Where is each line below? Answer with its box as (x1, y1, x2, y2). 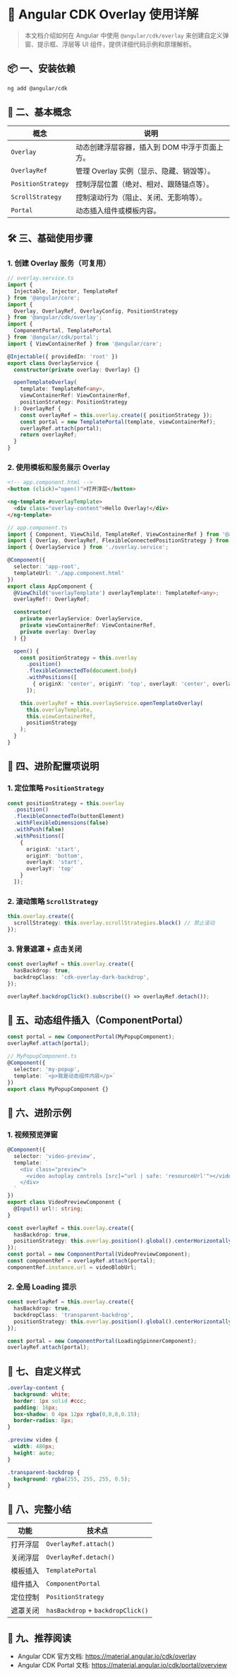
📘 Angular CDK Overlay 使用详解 (7, 6, 199, 23)
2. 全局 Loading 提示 (7, 1282, 77, 1291)
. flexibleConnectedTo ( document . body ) (25, 668, 138, 675)
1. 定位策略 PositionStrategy (7, 783, 104, 793)
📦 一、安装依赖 (7, 63, 76, 75)
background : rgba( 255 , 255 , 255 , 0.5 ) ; (13, 1476, 131, 1483)
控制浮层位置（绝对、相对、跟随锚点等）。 (75, 179, 214, 189)
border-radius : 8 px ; (13, 1417, 74, 1424)
